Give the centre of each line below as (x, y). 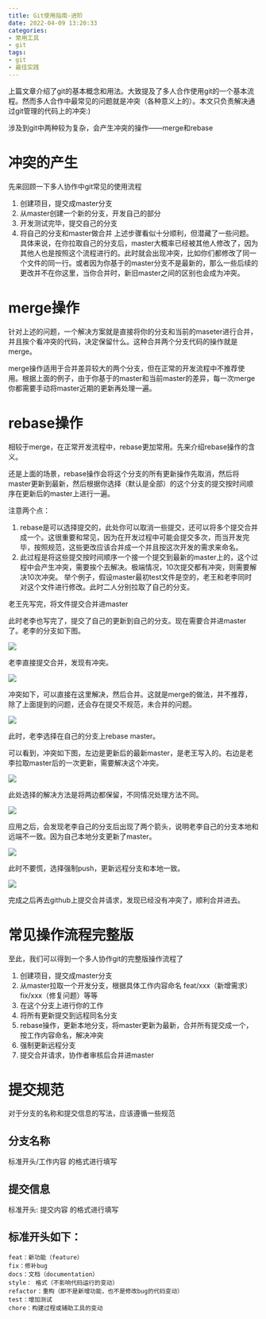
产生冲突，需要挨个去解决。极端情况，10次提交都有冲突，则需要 (145, 567)
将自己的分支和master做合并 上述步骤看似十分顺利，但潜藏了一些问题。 (137, 233)
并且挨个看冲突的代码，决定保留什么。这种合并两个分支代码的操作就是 (123, 341)
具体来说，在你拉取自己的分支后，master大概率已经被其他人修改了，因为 (139, 242)
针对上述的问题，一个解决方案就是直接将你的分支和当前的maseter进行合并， (133, 332)
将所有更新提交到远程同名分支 (68, 1015)
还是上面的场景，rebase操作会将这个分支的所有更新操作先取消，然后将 (124, 473)
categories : (28, 30)
